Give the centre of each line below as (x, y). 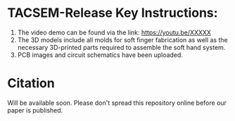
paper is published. (35, 110)
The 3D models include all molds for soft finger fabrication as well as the (122, 39)
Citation (31, 83)
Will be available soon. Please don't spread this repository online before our (117, 103)
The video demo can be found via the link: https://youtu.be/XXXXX (114, 32)
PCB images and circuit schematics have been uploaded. (100, 55)
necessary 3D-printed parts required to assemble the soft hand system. (121, 47)
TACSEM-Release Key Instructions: (113, 13)
